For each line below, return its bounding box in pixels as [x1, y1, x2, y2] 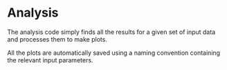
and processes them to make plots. [7, 35, 107, 43]
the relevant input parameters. [7, 55, 93, 64]
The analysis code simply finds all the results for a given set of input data [7, 28, 216, 36]
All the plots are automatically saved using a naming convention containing [7, 49, 220, 57]
